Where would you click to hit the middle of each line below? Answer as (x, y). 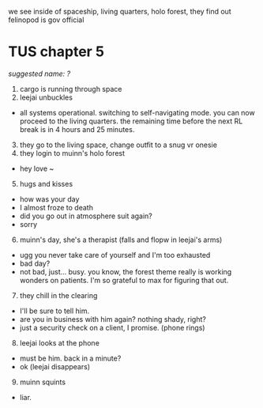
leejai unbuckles (46, 97)
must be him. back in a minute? (70, 358)
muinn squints (42, 382)
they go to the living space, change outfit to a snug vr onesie (118, 145)
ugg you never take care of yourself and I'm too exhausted (115, 255)
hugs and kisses (46, 183)
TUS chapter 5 (56, 52)
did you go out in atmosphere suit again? (86, 216)
